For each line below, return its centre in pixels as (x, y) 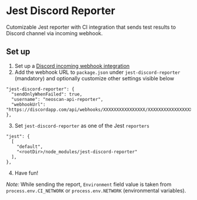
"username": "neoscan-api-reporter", (57, 99)
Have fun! (26, 173)
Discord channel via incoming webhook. (55, 33)
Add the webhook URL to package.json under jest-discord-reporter (97, 72)
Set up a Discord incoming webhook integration (72, 66)
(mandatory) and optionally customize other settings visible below (94, 78)
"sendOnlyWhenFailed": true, (47, 94)
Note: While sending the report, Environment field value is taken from (89, 184)
